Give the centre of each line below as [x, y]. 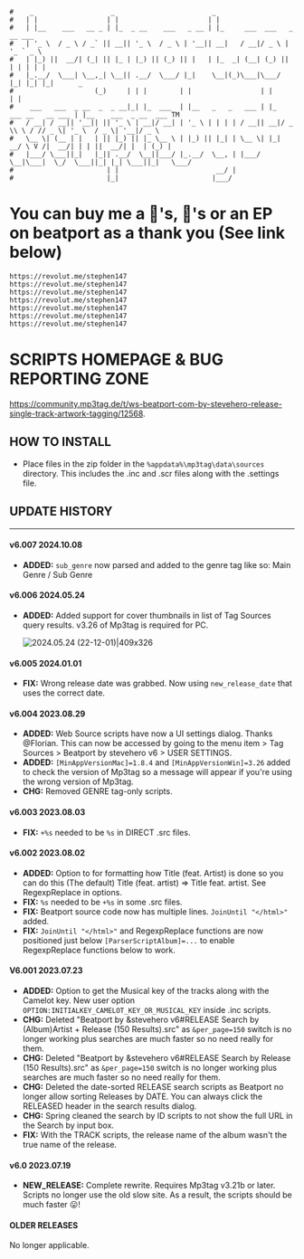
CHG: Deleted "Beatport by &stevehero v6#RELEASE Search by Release [157, 1057]
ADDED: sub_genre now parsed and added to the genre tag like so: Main [157, 564]
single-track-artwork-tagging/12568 [76, 413]
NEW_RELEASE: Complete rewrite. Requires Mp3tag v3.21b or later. [149, 1186]
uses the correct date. [64, 693]
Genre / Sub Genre [57, 574]
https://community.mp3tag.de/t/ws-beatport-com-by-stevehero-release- [146, 403]
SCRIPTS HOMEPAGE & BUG [117, 360]
